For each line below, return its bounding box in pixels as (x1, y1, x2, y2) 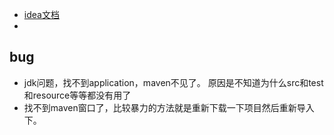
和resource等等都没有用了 (23, 89, 132, 101)
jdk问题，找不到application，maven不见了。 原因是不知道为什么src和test (23, 76, 324, 88)
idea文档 (23, 9, 60, 20)
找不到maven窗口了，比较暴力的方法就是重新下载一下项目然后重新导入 (23, 101, 315, 113)
